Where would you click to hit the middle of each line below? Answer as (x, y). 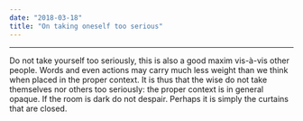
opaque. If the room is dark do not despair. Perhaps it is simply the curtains (149, 98)
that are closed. (38, 108)
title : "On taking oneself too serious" (87, 26)
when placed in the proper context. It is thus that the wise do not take (138, 79)
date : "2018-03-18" (46, 18)
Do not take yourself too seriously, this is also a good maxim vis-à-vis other (150, 60)
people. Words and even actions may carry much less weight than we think (149, 70)
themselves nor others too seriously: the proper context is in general (137, 89)
